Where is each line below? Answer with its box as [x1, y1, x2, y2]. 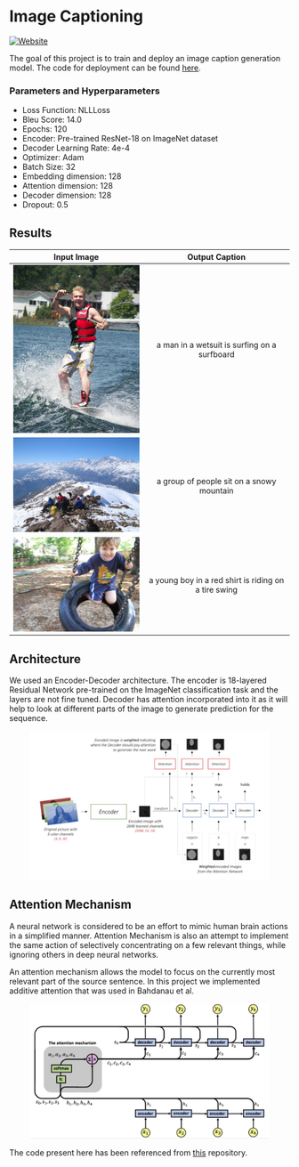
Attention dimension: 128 [21, 181, 114, 191]
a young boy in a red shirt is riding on [148, 575, 285, 586]
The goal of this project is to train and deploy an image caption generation [9, 53, 281, 63]
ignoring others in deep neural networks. [9, 949, 158, 960]
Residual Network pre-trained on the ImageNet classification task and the [9, 685, 279, 695]
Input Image [53, 251, 100, 262]
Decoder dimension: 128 [21, 190, 112, 201]
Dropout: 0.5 [21, 199, 69, 210]
